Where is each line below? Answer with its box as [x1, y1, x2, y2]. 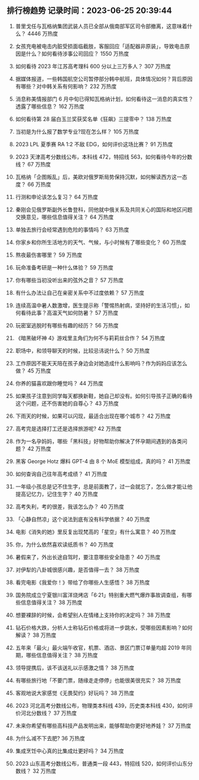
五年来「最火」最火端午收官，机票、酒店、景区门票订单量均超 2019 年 [15, 644, 187, 651]
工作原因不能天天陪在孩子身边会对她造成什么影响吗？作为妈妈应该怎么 [15, 359, 188, 367]
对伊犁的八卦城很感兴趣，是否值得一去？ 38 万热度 [15, 566, 140, 573]
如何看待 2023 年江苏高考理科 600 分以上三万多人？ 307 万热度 [15, 62, 171, 70]
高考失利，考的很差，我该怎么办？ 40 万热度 [15, 503, 124, 510]
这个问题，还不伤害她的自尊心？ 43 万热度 [15, 400, 119, 407]
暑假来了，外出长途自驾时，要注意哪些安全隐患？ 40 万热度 [15, 553, 161, 560]
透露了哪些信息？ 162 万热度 [15, 103, 85, 110]
